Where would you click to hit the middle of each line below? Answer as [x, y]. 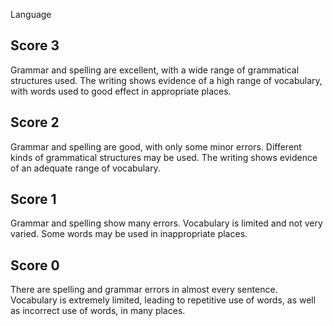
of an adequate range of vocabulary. [85, 168]
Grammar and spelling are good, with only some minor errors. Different [156, 146]
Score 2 [35, 122]
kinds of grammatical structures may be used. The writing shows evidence [164, 157]
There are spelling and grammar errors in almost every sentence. [144, 290]
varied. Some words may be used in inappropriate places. [129, 234]
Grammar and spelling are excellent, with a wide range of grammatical [155, 70]
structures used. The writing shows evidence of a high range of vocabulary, [166, 80]
